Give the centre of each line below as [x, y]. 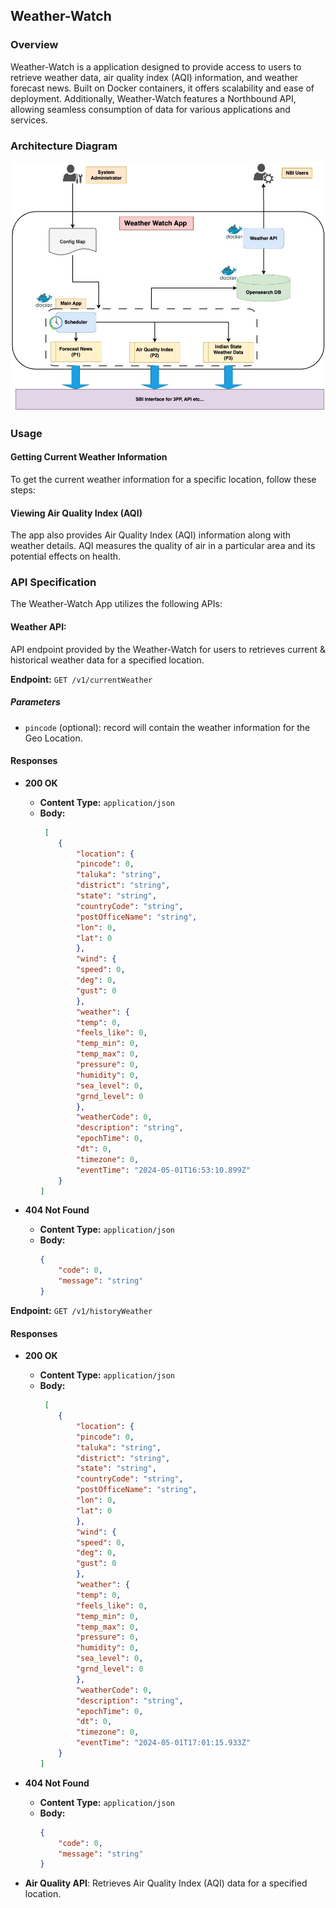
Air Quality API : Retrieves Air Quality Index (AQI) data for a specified [166, 1883]
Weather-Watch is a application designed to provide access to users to [156, 66]
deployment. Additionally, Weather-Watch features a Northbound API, [153, 98]
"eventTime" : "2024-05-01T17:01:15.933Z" [163, 1743]
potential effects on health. [66, 556]
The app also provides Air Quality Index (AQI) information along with [150, 535]
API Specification [53, 582]
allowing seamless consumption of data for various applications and [150, 109]
